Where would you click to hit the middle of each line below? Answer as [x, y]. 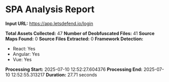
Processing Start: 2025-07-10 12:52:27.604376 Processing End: [74, 69]
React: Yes [24, 48]
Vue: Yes [22, 59]
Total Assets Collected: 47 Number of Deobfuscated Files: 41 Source [80, 33]
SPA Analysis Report [50, 9]
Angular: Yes [26, 54]
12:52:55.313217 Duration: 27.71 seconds [54, 74]
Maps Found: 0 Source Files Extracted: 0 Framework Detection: [74, 39]
